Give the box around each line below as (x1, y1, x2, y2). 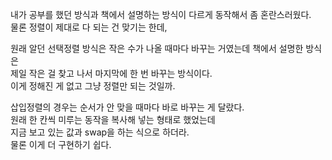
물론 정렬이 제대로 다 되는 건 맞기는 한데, (10, 21, 168, 33)
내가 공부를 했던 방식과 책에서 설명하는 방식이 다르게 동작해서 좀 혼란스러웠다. (10, 9, 312, 20)
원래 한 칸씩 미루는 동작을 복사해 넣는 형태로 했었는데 (10, 114, 216, 125)
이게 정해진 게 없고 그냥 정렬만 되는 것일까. (10, 80, 176, 92)
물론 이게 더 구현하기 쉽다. (10, 139, 112, 150)
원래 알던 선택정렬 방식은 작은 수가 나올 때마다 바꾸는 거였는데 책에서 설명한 (10, 43, 304, 54)
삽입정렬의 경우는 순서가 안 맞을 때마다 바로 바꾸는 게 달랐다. (10, 101, 245, 113)
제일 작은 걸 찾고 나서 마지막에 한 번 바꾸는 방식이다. (10, 68, 213, 79)
